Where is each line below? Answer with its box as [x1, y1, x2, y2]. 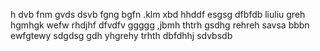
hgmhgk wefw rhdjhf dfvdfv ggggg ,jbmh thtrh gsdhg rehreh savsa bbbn [10, 19, 310, 31]
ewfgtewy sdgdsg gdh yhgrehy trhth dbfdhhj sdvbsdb [10, 30, 233, 41]
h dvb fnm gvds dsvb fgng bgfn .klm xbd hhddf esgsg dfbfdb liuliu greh [10, 9, 306, 20]
